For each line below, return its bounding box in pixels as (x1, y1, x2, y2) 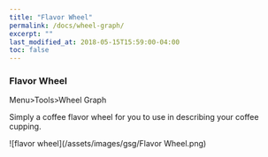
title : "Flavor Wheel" (9, 12, 93, 22)
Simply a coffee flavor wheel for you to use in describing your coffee (9, 112, 259, 123)
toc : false (9, 46, 50, 55)
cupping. (9, 121, 42, 132)
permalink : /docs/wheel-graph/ (9, 21, 125, 30)
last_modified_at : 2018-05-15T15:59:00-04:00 (9, 37, 180, 47)
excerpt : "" (9, 29, 53, 38)
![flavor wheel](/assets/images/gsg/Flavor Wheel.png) (9, 138, 207, 149)
